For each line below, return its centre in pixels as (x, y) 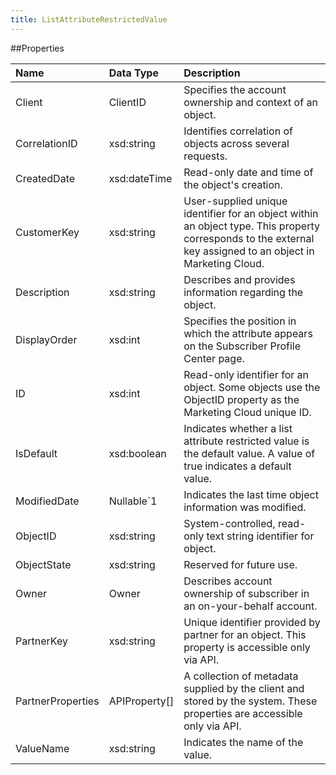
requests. (205, 156)
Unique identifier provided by (252, 622)
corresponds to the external (249, 238)
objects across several (236, 143)
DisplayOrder (46, 339)
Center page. (214, 358)
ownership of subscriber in (246, 593)
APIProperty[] (141, 701)
